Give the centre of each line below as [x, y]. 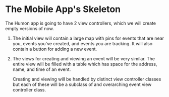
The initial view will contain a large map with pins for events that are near [88, 38]
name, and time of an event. [42, 69]
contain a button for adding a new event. [55, 49]
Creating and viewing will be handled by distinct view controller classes [87, 79]
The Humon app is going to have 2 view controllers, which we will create [81, 23]
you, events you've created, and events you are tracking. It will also [82, 43]
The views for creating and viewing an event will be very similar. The [84, 58]
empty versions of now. [30, 28]
